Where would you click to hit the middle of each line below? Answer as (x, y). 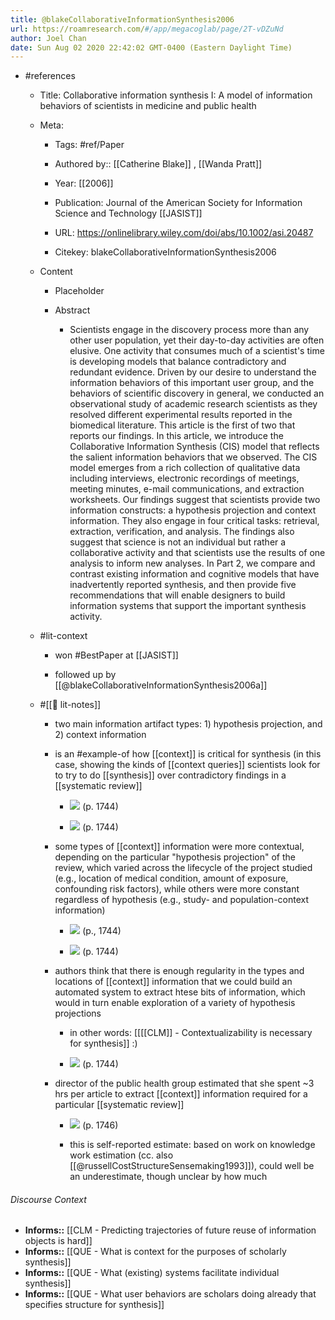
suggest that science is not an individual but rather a (178, 542)
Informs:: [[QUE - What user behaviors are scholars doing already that (170, 1294)
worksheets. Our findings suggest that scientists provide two (195, 500)
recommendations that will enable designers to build (177, 595)
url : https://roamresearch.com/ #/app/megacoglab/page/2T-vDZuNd (147, 29)
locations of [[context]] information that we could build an (173, 982)
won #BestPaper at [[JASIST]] (116, 655)
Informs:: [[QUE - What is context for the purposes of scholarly (155, 1252)
